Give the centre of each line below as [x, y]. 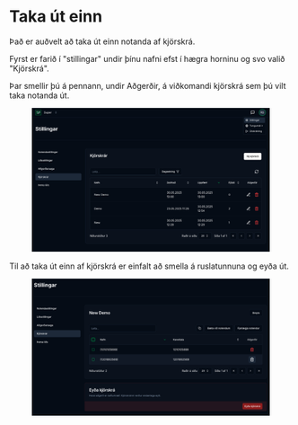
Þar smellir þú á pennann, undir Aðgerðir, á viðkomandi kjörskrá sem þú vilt [148, 85]
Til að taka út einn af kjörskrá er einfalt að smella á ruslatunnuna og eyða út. [149, 266]
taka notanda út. [39, 95]
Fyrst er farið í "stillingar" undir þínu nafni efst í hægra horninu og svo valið [147, 58]
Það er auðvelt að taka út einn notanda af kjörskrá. [102, 41]
